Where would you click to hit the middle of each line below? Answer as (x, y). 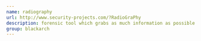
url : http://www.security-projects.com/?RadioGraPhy (74, 17)
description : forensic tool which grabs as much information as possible (101, 23)
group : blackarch (28, 29)
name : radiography (29, 12)
